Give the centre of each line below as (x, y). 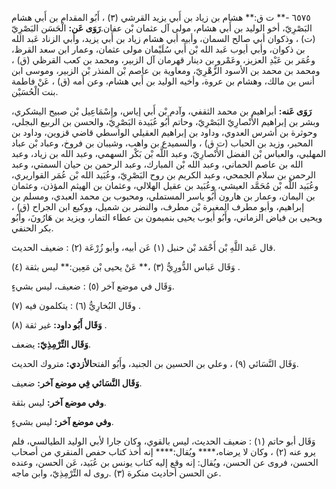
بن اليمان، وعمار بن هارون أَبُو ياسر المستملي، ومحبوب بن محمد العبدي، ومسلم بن (163, 196)
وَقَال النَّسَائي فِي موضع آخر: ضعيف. (77, 383)
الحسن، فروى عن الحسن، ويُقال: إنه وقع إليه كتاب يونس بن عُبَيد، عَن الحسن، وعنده (165, 462)
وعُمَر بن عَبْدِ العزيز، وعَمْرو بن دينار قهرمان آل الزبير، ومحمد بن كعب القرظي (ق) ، (163, 60)
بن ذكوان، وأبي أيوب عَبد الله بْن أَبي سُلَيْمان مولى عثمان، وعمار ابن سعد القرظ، (158, 49)
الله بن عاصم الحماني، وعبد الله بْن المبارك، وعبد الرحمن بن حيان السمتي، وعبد (157, 164)
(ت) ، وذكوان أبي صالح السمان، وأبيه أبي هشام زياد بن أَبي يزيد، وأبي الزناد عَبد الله (163, 38)
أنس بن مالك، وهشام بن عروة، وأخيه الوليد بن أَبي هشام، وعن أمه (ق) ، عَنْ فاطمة (163, 81)
